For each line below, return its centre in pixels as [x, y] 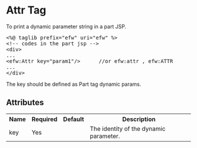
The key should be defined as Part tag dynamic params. [74, 84]
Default [74, 119]
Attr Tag [26, 10]
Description [139, 119]
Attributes [25, 102]
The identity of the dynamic [128, 129]
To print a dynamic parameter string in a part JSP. [66, 26]
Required [44, 119]
